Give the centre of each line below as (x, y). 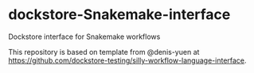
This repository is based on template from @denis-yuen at (104, 52)
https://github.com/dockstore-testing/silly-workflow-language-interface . (127, 60)
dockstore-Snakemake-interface (119, 15)
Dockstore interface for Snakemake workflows (84, 36)
